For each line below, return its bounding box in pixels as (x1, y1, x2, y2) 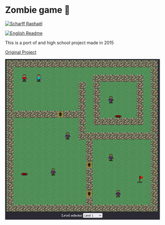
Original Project (5, 49, 37, 55)
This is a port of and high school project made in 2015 (5, 39, 114, 46)
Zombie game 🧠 (5, 4, 70, 16)
